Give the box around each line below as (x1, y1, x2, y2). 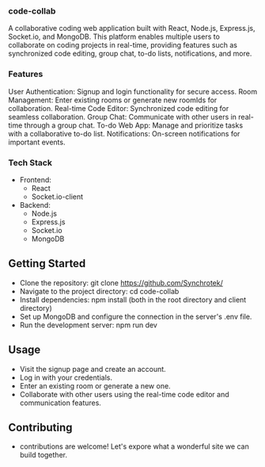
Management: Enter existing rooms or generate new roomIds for (8, 95, 218, 105)
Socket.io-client (31, 192, 84, 201)
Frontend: (19, 174, 51, 184)
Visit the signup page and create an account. (19, 364, 166, 373)
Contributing (8, 420, 73, 434)
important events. (8, 137, 66, 147)
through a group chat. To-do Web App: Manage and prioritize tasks (24, 121, 244, 130)
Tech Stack (8, 157, 53, 168)
